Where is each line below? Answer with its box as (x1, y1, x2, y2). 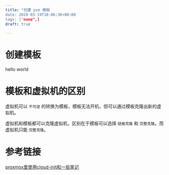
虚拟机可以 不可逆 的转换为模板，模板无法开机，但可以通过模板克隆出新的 (5, 103, 157, 109)
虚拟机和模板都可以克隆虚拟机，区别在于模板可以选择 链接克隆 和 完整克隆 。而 (5, 120, 164, 126)
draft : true (5, 21, 30, 27)
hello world (5, 66, 29, 72)
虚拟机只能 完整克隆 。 (5, 127, 49, 133)
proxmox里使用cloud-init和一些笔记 (5, 164, 80, 170)
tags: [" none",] (5, 17, 40, 22)
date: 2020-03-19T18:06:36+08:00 (5, 12, 76, 17)
